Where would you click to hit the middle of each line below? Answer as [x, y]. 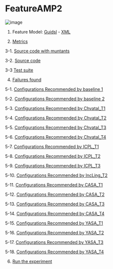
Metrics [20, 41]
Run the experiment [32, 261]
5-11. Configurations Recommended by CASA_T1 [54, 185]
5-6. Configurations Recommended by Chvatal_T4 [56, 137]
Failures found [27, 79]
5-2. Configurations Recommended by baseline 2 [55, 99]
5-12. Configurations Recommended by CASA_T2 [55, 194]
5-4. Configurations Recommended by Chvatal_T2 [56, 118]
